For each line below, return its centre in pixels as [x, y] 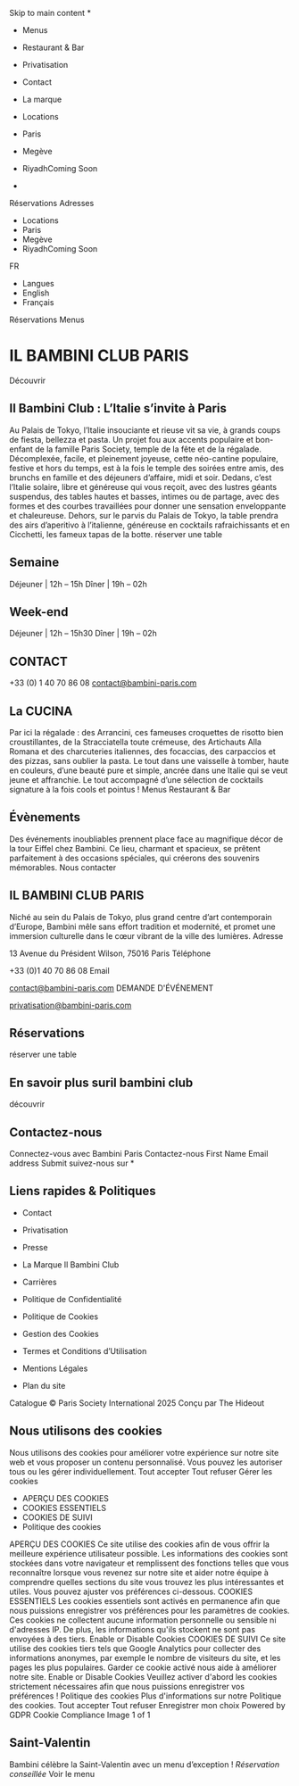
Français [38, 302]
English [36, 293]
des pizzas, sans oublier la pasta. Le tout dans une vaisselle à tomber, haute [149, 761]
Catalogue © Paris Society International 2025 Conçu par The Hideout [137, 1403]
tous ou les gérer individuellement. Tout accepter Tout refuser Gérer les [141, 1471]
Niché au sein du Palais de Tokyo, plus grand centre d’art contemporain [141, 917]
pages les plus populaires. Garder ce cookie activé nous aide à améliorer [143, 1667]
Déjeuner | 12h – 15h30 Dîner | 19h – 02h [83, 634]
